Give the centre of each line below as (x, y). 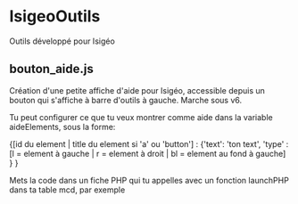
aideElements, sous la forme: (62, 126)
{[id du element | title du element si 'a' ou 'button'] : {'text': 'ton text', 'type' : (149, 143)
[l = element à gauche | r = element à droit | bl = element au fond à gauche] (148, 153)
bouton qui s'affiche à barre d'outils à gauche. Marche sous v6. (126, 100)
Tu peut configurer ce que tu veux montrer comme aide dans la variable (141, 117)
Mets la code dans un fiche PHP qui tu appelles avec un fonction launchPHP (149, 180)
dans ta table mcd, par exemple (67, 190)
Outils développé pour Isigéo (62, 41)
